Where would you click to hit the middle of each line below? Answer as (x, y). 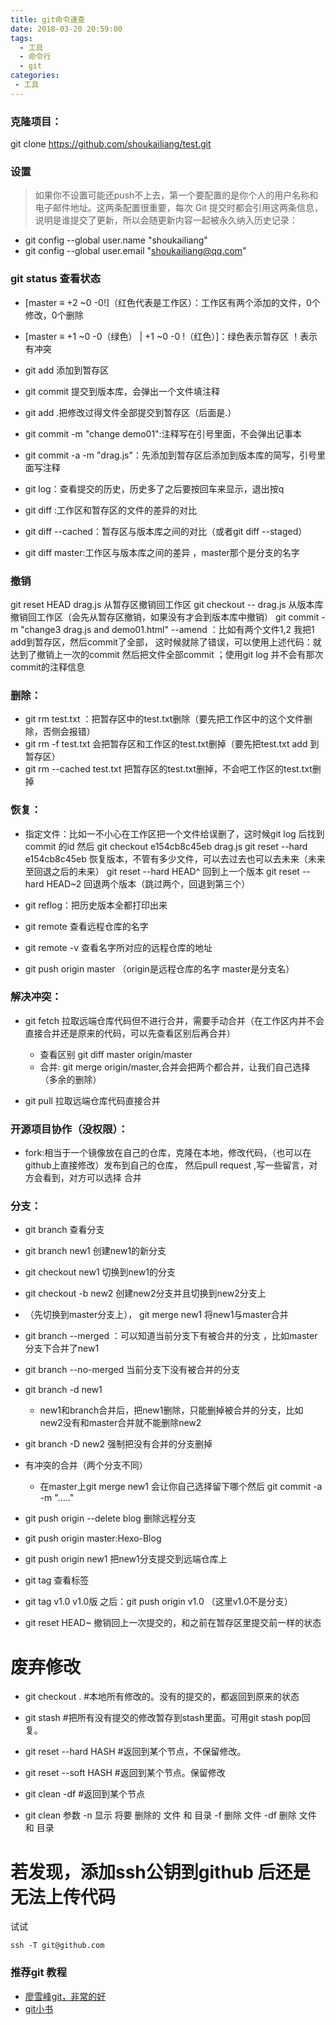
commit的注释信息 (47, 667)
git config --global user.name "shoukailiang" (116, 240)
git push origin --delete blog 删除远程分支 (110, 1518)
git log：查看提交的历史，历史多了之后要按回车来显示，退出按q (154, 488)
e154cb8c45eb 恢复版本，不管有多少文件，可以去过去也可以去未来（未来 (175, 858)
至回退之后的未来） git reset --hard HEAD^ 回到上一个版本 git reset (162, 871)
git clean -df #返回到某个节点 (85, 1794)
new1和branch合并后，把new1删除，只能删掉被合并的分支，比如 (171, 1410)
